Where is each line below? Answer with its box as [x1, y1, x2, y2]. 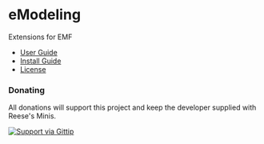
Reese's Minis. [8, 111, 57, 121]
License [19, 64, 46, 74]
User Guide [19, 47, 58, 57]
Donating [8, 84, 46, 95]
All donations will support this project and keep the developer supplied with [8, 102, 257, 113]
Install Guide [19, 56, 62, 66]
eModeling [8, 6, 82, 24]
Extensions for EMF [8, 32, 73, 42]
